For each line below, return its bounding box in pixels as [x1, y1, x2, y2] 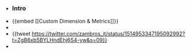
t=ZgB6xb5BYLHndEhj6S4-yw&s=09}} [11, 37, 107, 44]
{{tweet [11, 30, 31, 37]
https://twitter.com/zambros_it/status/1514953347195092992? [32, 30, 186, 37]
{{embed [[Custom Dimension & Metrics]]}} [11, 18, 119, 25]
